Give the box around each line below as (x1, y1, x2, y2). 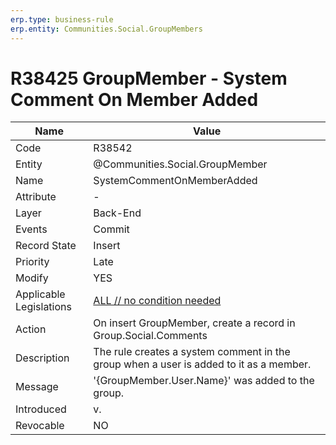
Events (15, 222, 48, 236)
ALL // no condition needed (93, 294, 222, 308)
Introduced (15, 402, 67, 416)
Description (15, 351, 70, 365)
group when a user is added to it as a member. (93, 357, 312, 371)
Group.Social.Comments (93, 329, 208, 343)
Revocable (15, 419, 65, 433)
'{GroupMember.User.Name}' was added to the (93, 374, 315, 388)
